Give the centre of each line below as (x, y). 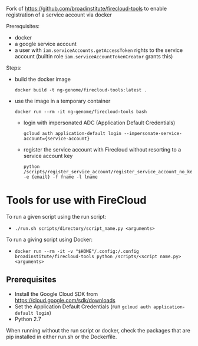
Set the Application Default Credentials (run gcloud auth (83, 307)
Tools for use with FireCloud (76, 200)
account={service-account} (57, 139)
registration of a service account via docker (59, 15)
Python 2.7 (28, 319)
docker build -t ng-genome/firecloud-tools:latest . (81, 90)
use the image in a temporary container (62, 101)
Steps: (14, 68)
